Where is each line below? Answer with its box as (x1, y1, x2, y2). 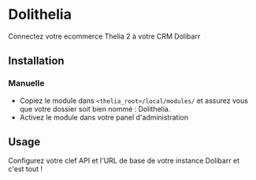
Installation (8, 54, 65, 68)
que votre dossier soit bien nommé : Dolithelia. (19, 104, 171, 113)
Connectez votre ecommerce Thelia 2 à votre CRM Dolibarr (8, 31, 201, 41)
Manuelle (8, 78, 45, 89)
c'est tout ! (8, 164, 43, 174)
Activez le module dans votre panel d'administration (19, 112, 189, 122)
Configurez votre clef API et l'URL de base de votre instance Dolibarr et (8, 156, 240, 166)
